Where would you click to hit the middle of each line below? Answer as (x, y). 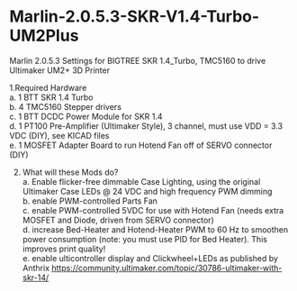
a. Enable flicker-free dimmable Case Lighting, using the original (141, 181)
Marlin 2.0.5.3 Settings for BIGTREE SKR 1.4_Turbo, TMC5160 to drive (138, 60)
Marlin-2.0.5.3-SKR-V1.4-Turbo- (135, 17)
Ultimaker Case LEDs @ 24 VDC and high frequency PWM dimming (147, 191)
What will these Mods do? (70, 172)
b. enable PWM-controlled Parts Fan (90, 201)
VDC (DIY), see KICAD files (59, 135)
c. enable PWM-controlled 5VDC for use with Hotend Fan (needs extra (153, 210)
